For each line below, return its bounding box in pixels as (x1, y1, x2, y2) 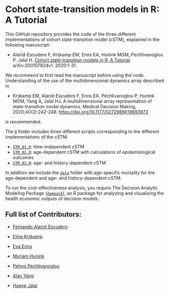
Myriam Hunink (12, 253, 45, 259)
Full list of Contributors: (5, 210, 82, 219)
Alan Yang (12, 272, 34, 279)
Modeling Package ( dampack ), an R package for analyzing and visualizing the (5, 190, 164, 196)
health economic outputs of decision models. (5, 195, 100, 201)
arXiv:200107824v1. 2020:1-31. (12, 62, 77, 68)
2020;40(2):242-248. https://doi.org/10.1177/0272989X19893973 (12, 109, 148, 115)
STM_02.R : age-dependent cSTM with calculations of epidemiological (12, 149, 155, 155)
